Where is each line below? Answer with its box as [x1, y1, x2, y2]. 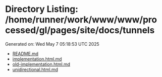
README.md [12, 51, 39, 57]
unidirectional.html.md [12, 66, 58, 73]
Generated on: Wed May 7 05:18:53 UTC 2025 [5, 41, 100, 47]
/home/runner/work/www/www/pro [5, 14, 157, 25]
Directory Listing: [5, 3, 78, 15]
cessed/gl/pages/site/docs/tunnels [5, 25, 155, 36]
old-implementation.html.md [12, 61, 70, 67]
